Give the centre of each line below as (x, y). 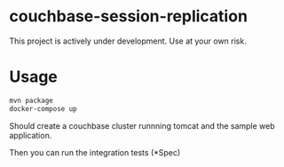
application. (31, 135)
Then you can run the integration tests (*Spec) (95, 152)
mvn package (31, 100)
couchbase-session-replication (129, 16)
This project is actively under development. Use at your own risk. (128, 41)
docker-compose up (43, 108)
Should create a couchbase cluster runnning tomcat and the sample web (142, 125)
